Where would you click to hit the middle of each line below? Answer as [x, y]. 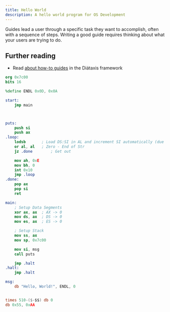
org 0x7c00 [17, 77]
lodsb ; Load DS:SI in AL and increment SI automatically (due [89, 142]
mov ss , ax [26, 236]
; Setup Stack [29, 231]
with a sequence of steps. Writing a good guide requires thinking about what [85, 34]
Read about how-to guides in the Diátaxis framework [68, 68]
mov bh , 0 [25, 165]
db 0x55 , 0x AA [20, 305]
